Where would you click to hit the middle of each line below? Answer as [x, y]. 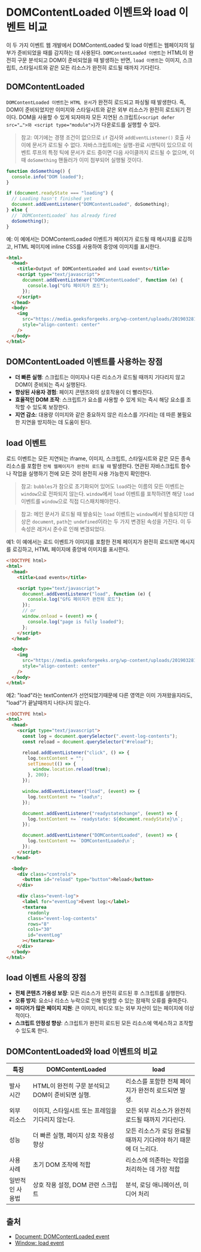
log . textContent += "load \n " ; [65, 797]
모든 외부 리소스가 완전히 [158, 1111]
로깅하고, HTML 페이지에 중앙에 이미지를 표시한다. [71, 549]
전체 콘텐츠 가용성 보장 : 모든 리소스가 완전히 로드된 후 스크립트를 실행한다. [100, 993]
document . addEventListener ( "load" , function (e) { [86, 594]
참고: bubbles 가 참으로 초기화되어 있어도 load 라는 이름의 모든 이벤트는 [103, 486]
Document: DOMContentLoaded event [62, 1236]
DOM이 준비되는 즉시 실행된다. [51, 385]
